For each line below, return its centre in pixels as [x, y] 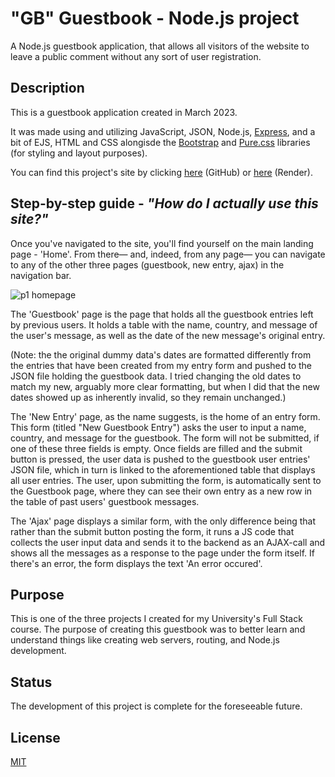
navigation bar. [41, 275]
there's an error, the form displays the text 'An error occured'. [136, 563]
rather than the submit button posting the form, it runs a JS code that [152, 531]
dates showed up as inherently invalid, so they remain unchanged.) [148, 397]
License [35, 737]
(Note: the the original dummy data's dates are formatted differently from [161, 354]
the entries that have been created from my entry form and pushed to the [161, 365]
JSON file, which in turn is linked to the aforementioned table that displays [163, 469]
